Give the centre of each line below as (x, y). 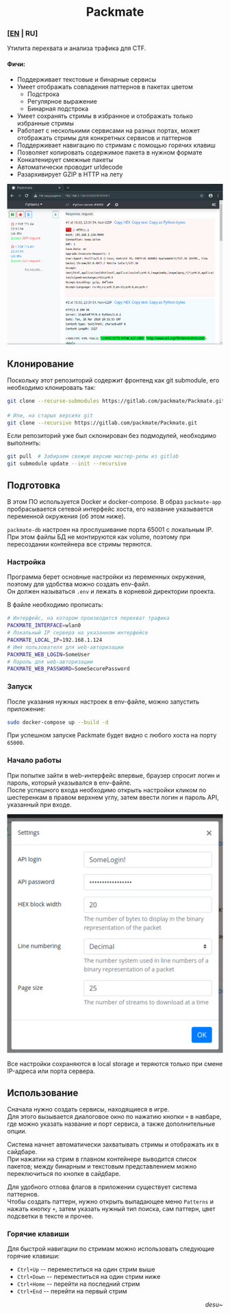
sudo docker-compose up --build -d (58, 722)
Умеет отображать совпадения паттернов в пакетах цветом (105, 87)
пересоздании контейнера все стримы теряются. (80, 544)
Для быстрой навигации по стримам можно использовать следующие (111, 1249)
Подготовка (34, 485)
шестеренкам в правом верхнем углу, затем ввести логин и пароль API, (113, 797)
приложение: (26, 708)
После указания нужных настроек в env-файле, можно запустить (103, 702)
